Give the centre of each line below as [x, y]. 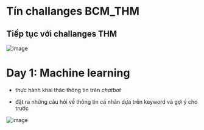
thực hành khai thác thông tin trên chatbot [68, 90]
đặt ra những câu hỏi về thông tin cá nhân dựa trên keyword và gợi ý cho [106, 101]
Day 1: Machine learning [68, 73]
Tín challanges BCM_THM [73, 11]
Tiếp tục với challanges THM [62, 34]
